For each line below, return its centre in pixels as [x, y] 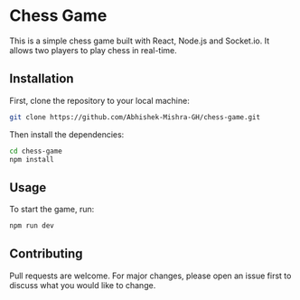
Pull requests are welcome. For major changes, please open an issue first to [150, 276]
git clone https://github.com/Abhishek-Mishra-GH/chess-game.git [135, 117]
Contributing [46, 254]
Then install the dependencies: [67, 134]
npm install [32, 159]
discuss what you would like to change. [83, 285]
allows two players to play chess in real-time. [94, 50]
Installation [42, 79]
